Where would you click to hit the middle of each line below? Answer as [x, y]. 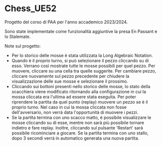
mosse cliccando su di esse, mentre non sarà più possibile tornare [78, 123]
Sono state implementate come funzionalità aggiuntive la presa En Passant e [81, 31]
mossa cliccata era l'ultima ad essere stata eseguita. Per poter [74, 97]
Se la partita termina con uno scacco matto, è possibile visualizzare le [81, 117]
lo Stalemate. [18, 36]
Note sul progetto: [23, 46]
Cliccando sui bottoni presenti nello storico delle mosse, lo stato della [81, 86]
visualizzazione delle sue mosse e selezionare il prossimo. [70, 81]
